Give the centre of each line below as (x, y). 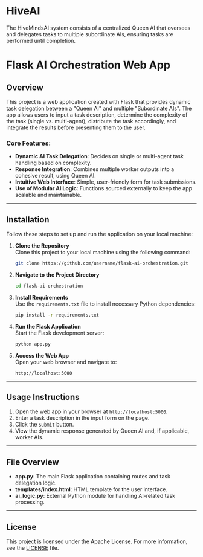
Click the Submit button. (44, 425)
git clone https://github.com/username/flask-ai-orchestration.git (101, 263)
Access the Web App (42, 355)
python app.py (33, 344)
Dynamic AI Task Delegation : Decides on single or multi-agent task (99, 156)
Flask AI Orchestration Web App (89, 65)
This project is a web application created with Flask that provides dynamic (98, 101)
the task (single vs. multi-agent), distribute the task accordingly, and (91, 121)
